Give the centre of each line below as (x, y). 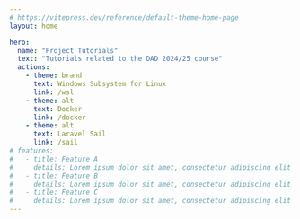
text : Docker (57, 109)
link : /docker (60, 118)
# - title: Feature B (54, 176)
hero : (19, 42)
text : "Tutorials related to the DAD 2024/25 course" (120, 59)
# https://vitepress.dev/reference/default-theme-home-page (124, 18)
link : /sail (55, 143)
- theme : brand (54, 76)
